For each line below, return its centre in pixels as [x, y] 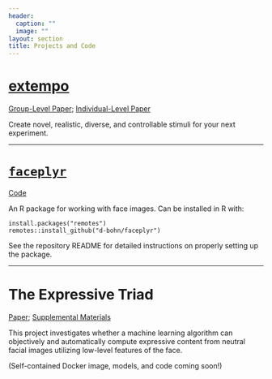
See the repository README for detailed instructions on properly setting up [134, 245]
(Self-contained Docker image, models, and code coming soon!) [115, 365]
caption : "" [36, 24]
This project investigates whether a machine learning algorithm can [121, 333]
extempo [39, 86]
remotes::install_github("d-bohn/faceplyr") [85, 230]
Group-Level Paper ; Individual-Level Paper [80, 109]
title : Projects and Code [52, 46]
